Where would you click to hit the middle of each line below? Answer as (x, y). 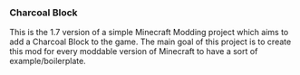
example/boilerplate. (48, 61)
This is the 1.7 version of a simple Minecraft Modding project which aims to (149, 33)
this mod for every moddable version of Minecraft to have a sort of (134, 52)
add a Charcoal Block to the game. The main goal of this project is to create (150, 42)
